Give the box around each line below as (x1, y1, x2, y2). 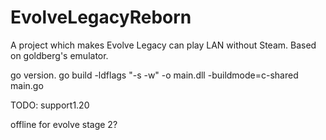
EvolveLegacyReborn (10, 6, 192, 29)
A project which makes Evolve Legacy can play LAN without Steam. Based (10, 39, 317, 51)
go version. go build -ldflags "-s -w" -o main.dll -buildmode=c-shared (10, 69, 299, 81)
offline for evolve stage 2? (10, 118, 118, 130)
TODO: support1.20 (10, 99, 90, 111)
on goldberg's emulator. (10, 49, 109, 61)
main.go (10, 79, 44, 91)
